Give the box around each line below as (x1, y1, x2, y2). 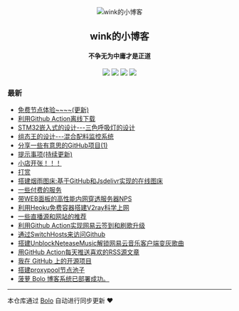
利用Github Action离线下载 (17, 114, 96, 122)
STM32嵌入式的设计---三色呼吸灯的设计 (17, 123, 135, 132)
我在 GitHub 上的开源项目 (17, 256, 92, 265)
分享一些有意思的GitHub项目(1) (17, 141, 108, 149)
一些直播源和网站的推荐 (17, 212, 87, 221)
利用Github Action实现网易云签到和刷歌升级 (17, 221, 146, 229)
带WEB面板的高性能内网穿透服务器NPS (17, 194, 132, 203)
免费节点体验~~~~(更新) (17, 105, 90, 114)
